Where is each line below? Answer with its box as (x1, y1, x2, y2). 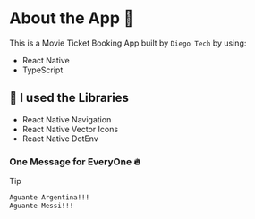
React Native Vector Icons (21, 123, 119, 134)
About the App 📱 (9, 8, 134, 29)
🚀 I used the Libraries (9, 90, 130, 105)
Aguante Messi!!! (9, 201, 74, 210)
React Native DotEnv (21, 133, 98, 144)
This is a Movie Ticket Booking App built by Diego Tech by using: (9, 38, 247, 48)
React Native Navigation (21, 114, 112, 124)
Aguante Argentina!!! (9, 193, 90, 202)
